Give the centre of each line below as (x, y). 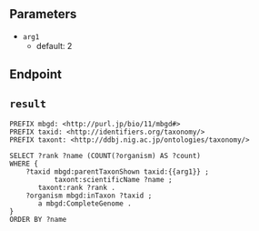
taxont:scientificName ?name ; (113, 179)
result (28, 104)
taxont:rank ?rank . (77, 187)
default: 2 (54, 45)
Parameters (43, 14)
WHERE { (24, 164)
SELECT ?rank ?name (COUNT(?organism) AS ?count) (105, 156)
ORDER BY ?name (38, 219)
